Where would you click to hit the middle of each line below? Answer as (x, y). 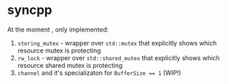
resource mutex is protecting (59, 50)
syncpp (30, 10)
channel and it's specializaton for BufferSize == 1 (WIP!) (99, 73)
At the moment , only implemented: (58, 29)
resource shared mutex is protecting (70, 65)
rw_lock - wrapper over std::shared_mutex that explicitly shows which (118, 57)
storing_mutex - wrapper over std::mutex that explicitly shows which (117, 43)
